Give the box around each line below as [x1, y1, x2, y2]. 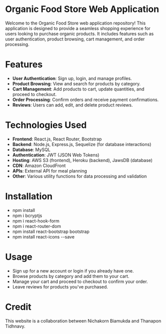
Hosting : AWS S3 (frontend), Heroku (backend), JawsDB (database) [12, 157, 153, 163]
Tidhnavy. [5, 323, 26, 329]
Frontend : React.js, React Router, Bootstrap [12, 136, 102, 142]
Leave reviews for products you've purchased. [12, 283, 108, 289]
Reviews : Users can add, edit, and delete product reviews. [12, 101, 133, 108]
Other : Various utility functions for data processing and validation [12, 173, 147, 179]
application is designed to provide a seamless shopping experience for [5, 25, 151, 31]
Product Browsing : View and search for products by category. [12, 80, 141, 86]
